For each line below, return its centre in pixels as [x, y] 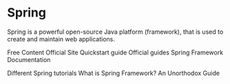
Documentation [29, 59]
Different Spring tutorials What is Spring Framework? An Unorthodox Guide [114, 73]
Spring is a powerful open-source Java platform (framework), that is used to [115, 32]
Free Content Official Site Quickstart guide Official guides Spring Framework [115, 52]
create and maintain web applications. [61, 39]
